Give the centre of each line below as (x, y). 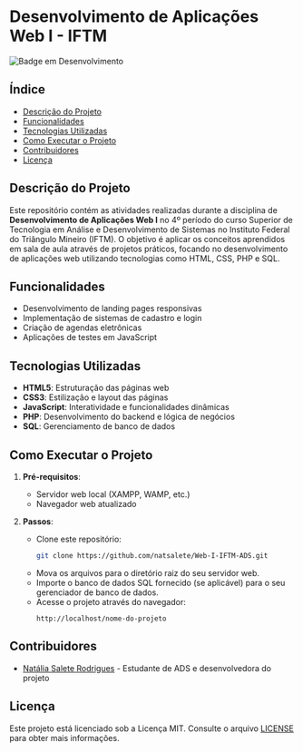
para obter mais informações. (64, 737)
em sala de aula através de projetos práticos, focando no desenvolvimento (149, 249)
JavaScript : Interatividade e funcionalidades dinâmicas (126, 407)
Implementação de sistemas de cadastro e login (112, 318)
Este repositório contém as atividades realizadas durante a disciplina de (144, 210)
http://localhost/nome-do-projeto (101, 619)
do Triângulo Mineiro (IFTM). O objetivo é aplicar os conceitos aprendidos (147, 239)
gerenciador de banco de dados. (97, 592)
